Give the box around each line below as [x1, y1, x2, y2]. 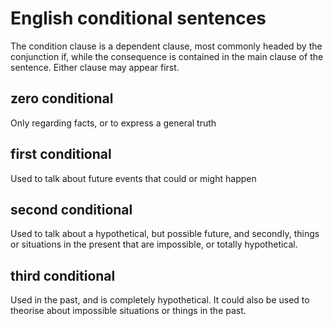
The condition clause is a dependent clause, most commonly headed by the [10, 40, 323, 52]
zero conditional [10, 90, 114, 107]
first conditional [10, 146, 112, 163]
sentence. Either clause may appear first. [10, 61, 180, 73]
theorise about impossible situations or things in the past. [10, 305, 247, 317]
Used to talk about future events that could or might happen [10, 172, 257, 184]
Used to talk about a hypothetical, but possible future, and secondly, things [10, 228, 320, 240]
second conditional [10, 201, 133, 218]
